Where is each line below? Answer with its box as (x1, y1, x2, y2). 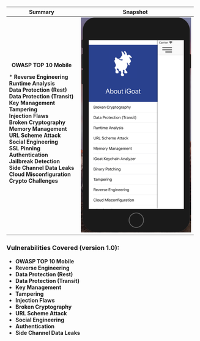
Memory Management (9, 125, 67, 132)
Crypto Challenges (9, 177, 58, 184)
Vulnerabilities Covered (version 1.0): (6, 244, 120, 252)
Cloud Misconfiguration (9, 170, 72, 178)
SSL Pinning (9, 144, 41, 152)
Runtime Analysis (9, 79, 55, 87)
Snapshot (122, 8, 148, 15)
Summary (29, 8, 55, 15)
